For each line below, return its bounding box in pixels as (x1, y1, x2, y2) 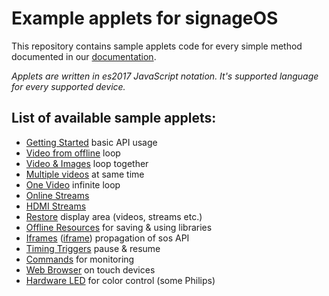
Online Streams (25, 189, 90, 201)
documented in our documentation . (11, 50, 157, 62)
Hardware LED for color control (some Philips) (25, 274, 216, 286)
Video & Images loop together (25, 157, 149, 169)
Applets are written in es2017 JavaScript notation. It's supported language (11, 70, 319, 82)
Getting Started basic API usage (25, 136, 158, 148)
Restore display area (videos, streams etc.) (25, 210, 203, 222)
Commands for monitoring (25, 253, 135, 265)
